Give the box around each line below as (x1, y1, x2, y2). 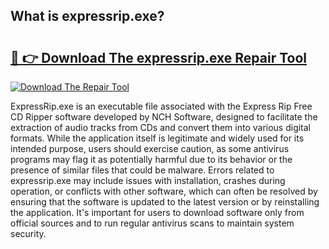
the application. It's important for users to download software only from (10, 207, 305, 218)
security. (10, 228, 47, 239)
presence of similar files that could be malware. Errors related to (10, 164, 275, 176)
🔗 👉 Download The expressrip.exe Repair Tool (10, 49, 308, 66)
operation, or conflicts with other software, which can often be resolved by (10, 185, 318, 197)
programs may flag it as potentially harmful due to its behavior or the (10, 154, 293, 165)
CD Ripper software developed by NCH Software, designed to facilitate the (10, 111, 318, 123)
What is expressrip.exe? (10, 8, 165, 25)
